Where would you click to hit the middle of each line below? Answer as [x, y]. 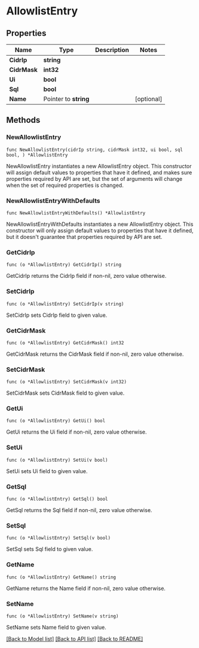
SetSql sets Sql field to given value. [50, 549]
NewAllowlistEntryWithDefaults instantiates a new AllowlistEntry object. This [100, 224]
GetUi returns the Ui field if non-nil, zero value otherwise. [77, 432]
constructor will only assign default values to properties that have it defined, [100, 230]
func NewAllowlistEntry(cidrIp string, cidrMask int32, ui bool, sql [95, 150]
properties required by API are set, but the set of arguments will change [94, 178]
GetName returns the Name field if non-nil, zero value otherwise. [86, 588]
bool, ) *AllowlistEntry [37, 155]
